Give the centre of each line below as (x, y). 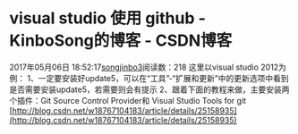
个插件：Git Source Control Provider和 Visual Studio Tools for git (128, 100)
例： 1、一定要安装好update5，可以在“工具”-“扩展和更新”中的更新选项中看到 (149, 78)
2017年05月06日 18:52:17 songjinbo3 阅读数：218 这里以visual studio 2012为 (148, 67)
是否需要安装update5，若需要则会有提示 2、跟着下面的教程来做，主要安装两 (149, 89)
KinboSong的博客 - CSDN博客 (121, 41)
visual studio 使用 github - (107, 18)
